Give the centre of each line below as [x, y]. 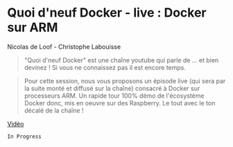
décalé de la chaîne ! [54, 110]
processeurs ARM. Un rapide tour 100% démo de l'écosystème [114, 96]
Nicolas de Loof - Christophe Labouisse [64, 46]
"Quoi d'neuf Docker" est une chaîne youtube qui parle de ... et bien [121, 60]
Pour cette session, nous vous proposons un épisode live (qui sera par [125, 80]
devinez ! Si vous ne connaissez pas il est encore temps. [105, 67]
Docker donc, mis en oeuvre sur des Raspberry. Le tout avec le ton [120, 103]
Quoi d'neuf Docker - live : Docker [107, 13]
